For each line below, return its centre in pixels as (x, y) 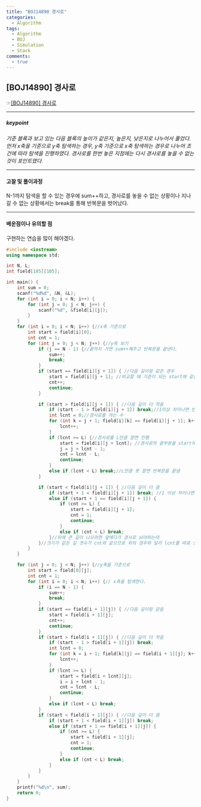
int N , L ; (19, 266)
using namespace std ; (33, 255)
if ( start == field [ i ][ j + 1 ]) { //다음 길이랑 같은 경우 (106, 371)
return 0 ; (29, 793)
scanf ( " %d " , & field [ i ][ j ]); (73, 310)
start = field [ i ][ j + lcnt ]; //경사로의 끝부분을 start (126, 443)
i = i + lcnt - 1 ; (83, 682)
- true (20, 62)
